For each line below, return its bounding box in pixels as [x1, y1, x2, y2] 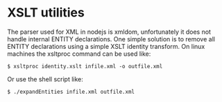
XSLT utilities [7, 5, 85, 21]
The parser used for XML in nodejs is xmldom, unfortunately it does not [7, 28, 212, 36]
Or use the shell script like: [7, 74, 83, 83]
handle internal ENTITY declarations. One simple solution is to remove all [7, 34, 215, 43]
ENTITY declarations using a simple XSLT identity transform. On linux [7, 42, 205, 50]
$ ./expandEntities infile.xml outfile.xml [7, 88, 135, 95]
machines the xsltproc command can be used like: [7, 50, 151, 58]
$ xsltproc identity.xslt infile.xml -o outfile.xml [7, 63, 163, 70]
